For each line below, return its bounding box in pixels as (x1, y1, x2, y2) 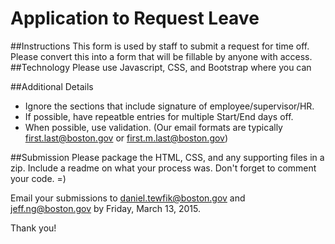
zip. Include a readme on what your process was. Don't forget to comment (10, 162, 317, 174)
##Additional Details (10, 80, 94, 92)
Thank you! (10, 222, 57, 234)
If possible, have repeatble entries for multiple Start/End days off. (24, 110, 294, 122)
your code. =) (10, 172, 67, 184)
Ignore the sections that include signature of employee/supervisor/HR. (24, 100, 315, 112)
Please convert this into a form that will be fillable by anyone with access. (10, 50, 313, 62)
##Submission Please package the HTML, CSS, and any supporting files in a (10, 151, 325, 163)
